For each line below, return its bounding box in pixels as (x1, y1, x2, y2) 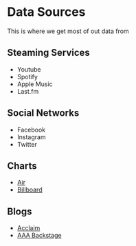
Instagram (16, 132, 46, 141)
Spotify (16, 72, 38, 81)
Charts (7, 160, 38, 172)
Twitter (16, 140, 38, 148)
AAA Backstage (16, 232, 62, 240)
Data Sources (7, 4, 86, 20)
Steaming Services (7, 47, 91, 59)
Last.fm (16, 87, 39, 95)
